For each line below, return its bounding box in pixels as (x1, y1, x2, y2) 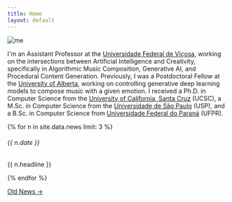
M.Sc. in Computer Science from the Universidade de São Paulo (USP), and (7, 101, 226, 110)
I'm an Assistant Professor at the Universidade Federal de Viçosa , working (7, 50, 222, 58)
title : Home (7, 10, 42, 17)
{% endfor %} (7, 173, 48, 182)
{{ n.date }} (7, 138, 40, 147)
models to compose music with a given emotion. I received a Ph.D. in (7, 87, 206, 95)
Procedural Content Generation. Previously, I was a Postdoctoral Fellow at (7, 71, 220, 80)
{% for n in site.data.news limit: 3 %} (7, 122, 114, 131)
